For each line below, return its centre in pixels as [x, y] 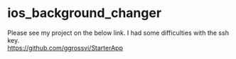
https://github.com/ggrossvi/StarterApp [65, 48]
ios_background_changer [85, 13]
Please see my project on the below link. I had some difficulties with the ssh [118, 33]
